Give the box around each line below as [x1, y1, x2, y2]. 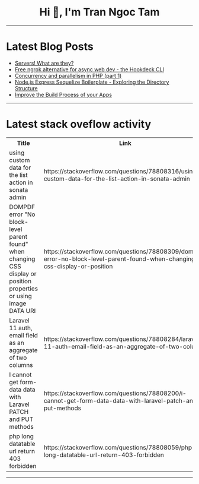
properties [9, 284, 38, 293]
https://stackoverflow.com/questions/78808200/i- [43, 389, 187, 397]
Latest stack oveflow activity [6, 118, 152, 131]
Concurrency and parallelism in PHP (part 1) [14, 72, 122, 79]
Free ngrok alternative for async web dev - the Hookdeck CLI [14, 65, 165, 73]
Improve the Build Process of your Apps [14, 91, 113, 98]
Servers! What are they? [14, 59, 74, 67]
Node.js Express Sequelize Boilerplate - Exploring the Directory [14, 78, 169, 86]
